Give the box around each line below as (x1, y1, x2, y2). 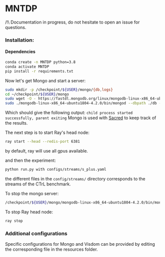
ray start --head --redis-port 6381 (5, 139, 80, 144)
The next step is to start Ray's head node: (5, 129, 90, 135)
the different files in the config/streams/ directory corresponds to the (5, 176, 146, 181)
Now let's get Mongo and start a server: (5, 77, 86, 83)
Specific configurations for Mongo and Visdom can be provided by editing (5, 241, 155, 247)
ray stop (5, 218, 23, 223)
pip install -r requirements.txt (5, 69, 74, 74)
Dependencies (5, 49, 36, 54)
